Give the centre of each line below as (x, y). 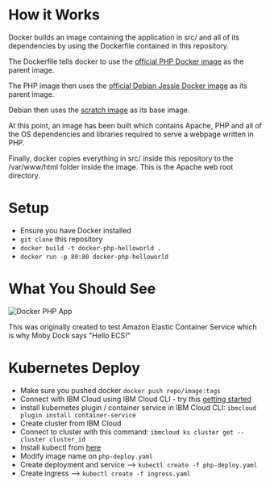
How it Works (54, 15)
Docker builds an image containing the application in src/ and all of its (124, 37)
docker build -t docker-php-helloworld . (90, 248)
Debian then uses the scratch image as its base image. (99, 110)
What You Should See (82, 289)
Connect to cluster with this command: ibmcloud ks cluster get (127, 432)
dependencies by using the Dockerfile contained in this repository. (119, 45)
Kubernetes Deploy (75, 368)
